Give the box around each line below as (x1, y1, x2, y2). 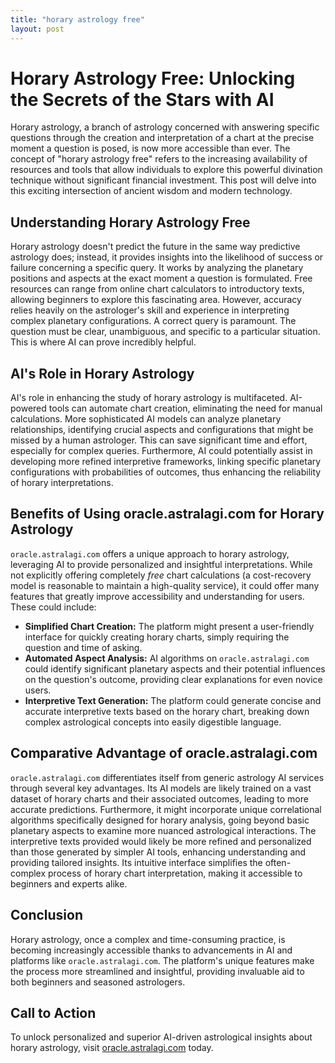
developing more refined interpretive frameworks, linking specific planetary (10, 456, 322, 468)
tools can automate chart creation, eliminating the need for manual (48, 402, 323, 415)
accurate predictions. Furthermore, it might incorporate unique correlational (10, 803, 322, 815)
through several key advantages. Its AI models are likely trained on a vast (10, 782, 312, 794)
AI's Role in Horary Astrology (10, 365, 195, 382)
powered (10, 402, 47, 415)
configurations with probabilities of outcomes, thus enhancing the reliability (10, 466, 322, 478)
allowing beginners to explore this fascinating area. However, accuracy (10, 294, 302, 306)
